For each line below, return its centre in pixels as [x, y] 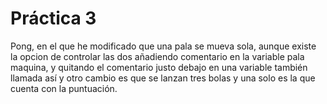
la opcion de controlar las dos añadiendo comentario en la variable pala [157, 56]
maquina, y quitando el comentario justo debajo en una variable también [159, 67]
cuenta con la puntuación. [64, 88]
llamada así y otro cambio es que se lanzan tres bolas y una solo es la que [163, 78]
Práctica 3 [53, 18]
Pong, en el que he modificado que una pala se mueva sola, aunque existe [163, 46]
